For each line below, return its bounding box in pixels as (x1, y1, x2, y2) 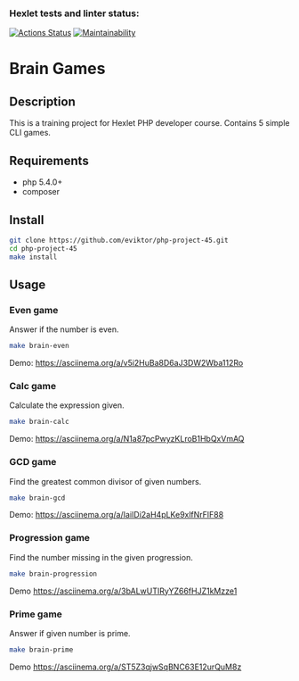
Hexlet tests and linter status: (9, 7, 140, 20)
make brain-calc (9, 418, 69, 427)
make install (9, 253, 58, 262)
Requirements (9, 153, 89, 168)
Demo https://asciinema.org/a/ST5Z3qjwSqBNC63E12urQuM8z (9, 661, 242, 672)
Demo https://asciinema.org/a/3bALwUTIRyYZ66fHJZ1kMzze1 (9, 585, 238, 596)
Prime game (9, 608, 62, 620)
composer (21, 187, 61, 197)
